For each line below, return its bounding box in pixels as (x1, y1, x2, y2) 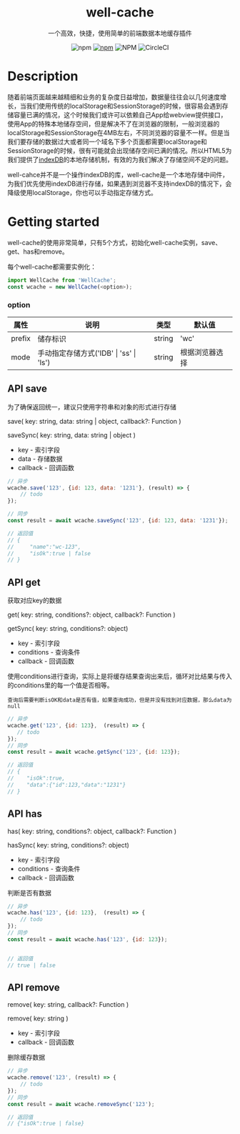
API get (7, 576, 41, 588)
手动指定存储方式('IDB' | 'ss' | (37, 348, 136, 358)
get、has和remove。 (7, 247, 69, 256)
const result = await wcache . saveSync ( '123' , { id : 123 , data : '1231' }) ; (7, 517, 229, 524)
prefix (11, 333, 31, 343)
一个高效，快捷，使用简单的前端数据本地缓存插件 (48, 29, 192, 37)
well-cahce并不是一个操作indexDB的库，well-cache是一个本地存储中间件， (7, 170, 229, 179)
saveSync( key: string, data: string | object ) (7, 430, 136, 439)
